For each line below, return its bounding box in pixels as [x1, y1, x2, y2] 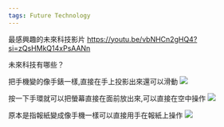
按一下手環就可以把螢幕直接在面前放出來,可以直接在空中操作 [8, 93, 206, 103]
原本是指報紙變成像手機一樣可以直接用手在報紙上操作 [8, 110, 183, 120]
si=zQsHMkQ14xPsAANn [8, 43, 91, 52]
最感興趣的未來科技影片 [8, 34, 85, 44]
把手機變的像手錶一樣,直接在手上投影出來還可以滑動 [8, 76, 179, 86]
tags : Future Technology [8, 11, 91, 20]
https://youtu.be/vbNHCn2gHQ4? [86, 34, 198, 44]
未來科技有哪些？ [8, 60, 65, 69]
